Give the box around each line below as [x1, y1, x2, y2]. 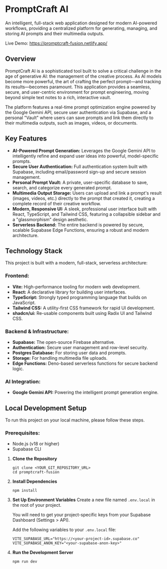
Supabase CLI [12, 446, 41, 452]
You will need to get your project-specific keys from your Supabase [12, 512, 151, 518]
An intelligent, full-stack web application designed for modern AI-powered [5, 20, 158, 26]
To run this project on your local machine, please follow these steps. [5, 417, 145, 423]
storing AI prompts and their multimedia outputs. [5, 30, 104, 36]
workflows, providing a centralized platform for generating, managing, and [5, 25, 158, 31]
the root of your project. [12, 502, 62, 508]
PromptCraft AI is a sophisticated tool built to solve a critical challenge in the [5, 68, 162, 74]
